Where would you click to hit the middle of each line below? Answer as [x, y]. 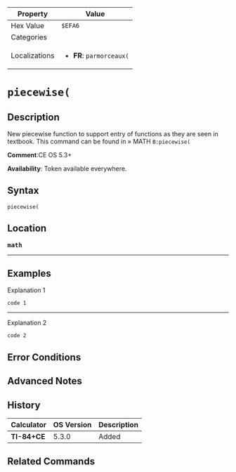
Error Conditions [44, 357]
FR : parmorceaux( [101, 55]
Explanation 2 [27, 323]
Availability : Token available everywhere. [67, 169]
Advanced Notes [45, 381]
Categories [29, 37]
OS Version [72, 425]
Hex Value [27, 26]
